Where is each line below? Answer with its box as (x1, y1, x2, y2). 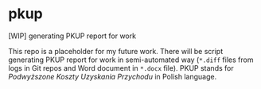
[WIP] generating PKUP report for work (8, 31, 137, 41)
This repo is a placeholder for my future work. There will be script (8, 46, 224, 56)
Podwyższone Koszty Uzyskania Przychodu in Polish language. (8, 72, 217, 81)
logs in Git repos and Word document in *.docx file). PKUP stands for (8, 63, 234, 72)
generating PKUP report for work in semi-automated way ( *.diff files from (8, 55, 254, 64)
